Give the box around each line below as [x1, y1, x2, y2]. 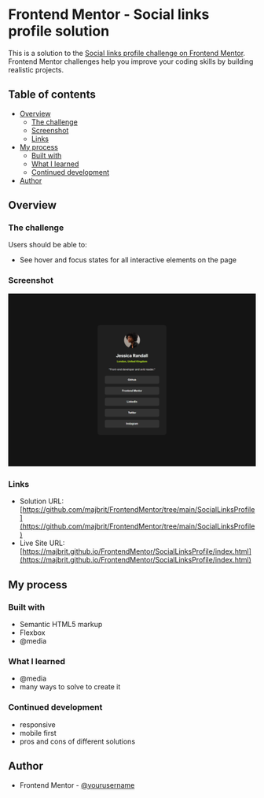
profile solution [8, 22, 110, 40]
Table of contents [8, 88, 96, 102]
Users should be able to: [8, 240, 88, 250]
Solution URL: [19, 496, 64, 506]
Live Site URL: [19, 538, 65, 548]
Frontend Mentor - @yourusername [19, 780, 135, 789]
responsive [19, 719, 57, 729]
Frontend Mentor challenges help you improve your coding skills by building [8, 57, 254, 66]
